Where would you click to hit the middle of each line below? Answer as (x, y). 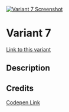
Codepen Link (23, 103)
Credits (20, 88)
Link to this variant (29, 49)
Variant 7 (29, 33)
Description (28, 68)
